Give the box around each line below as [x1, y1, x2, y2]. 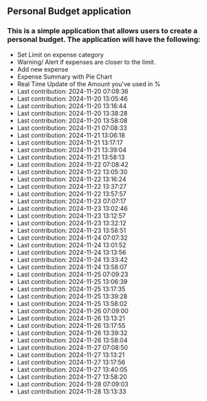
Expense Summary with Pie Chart [17, 72, 112, 81]
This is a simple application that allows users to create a [7, 26, 198, 36]
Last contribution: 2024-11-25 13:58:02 [17, 299, 128, 307]
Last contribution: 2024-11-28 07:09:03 [17, 380, 129, 388]
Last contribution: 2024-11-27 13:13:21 [17, 351, 125, 359]
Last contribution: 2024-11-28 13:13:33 [17, 387, 127, 395]
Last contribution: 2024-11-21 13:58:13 [17, 153, 125, 161]
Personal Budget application [7, 6, 131, 17]
